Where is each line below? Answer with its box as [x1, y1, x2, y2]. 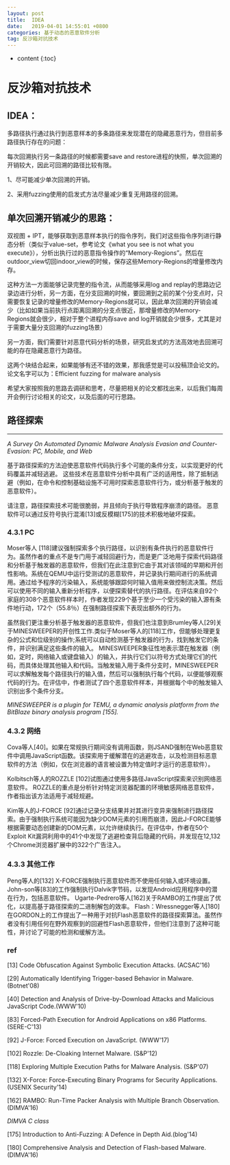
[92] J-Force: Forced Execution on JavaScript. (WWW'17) [7, 1035, 170, 1044]
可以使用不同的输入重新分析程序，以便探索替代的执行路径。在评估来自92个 [7, 587, 219, 595]
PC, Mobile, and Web [33, 447, 92, 455]
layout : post [7, 10, 44, 17]
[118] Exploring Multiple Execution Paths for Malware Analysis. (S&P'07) [7, 1062, 209, 1070]
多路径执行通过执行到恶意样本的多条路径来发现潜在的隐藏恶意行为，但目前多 [7, 130, 223, 138]
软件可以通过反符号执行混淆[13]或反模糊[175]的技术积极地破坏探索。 [7, 510, 200, 518]
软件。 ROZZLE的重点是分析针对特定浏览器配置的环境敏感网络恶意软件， [12, 783, 218, 792]
